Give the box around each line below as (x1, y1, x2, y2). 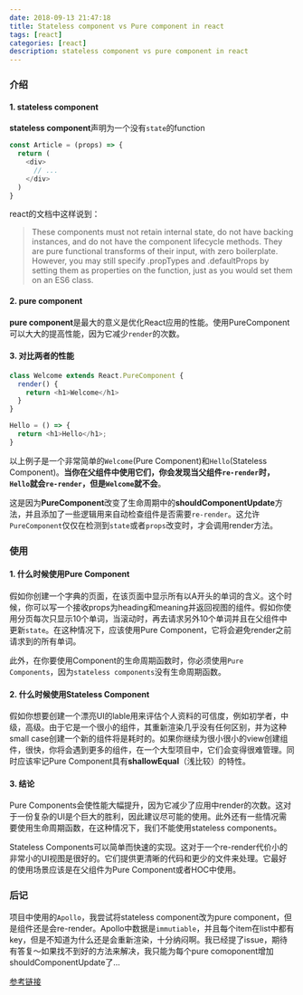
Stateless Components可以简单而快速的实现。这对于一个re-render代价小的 (9, 842, 288, 853)
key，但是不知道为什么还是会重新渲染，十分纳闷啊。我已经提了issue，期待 (9, 933, 288, 945)
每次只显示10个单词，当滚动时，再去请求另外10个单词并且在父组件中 (33, 612, 288, 624)
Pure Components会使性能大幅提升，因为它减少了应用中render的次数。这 (9, 800, 284, 810)
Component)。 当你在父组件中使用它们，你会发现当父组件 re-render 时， (9, 467, 275, 478)
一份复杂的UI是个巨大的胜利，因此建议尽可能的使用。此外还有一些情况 (16, 811, 279, 822)
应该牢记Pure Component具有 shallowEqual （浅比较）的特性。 (16, 756, 251, 767)
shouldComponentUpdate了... (9, 956, 120, 968)
